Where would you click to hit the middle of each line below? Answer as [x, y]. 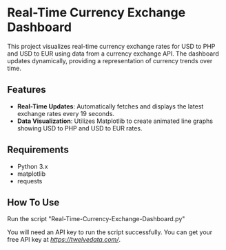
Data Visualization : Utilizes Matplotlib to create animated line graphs [115, 121]
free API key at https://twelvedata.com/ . [64, 240]
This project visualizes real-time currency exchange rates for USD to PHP [111, 46]
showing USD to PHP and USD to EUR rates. [80, 128]
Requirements [38, 150]
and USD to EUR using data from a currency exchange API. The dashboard [113, 54]
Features [27, 90]
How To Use [33, 202]
